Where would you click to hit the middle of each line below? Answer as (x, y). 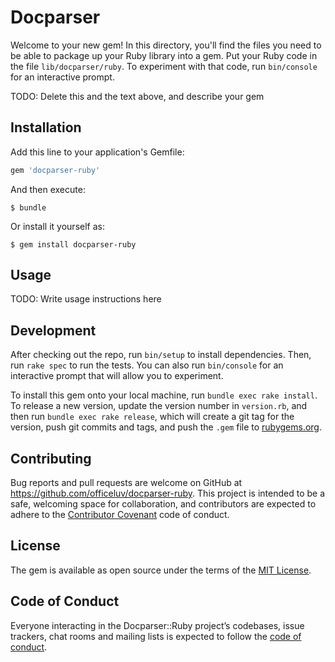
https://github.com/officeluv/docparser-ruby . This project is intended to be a (167, 493)
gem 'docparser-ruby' (55, 170)
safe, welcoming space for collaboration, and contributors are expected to (163, 504)
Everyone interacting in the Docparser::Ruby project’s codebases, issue (157, 625)
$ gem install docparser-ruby (73, 244)
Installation (46, 127)
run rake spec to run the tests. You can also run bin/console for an (147, 365)
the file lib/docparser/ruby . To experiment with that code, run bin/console (164, 66)
